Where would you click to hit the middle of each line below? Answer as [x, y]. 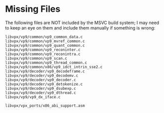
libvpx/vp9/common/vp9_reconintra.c [43, 54]
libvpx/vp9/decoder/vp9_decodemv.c [42, 75]
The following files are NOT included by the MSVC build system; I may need [82, 23]
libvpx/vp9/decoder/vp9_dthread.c [41, 93]
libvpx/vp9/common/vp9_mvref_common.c [45, 41]
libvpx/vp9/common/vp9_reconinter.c [43, 50]
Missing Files [33, 9]
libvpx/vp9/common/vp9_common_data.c [44, 37]
